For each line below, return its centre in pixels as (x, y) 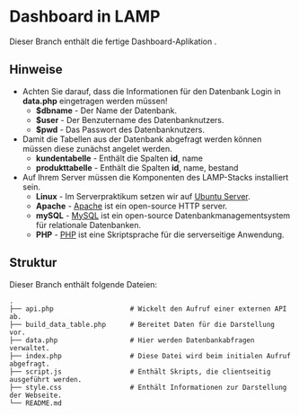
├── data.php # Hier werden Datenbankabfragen (132, 340)
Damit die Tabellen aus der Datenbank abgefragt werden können (142, 139)
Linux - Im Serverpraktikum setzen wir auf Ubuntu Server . (143, 196)
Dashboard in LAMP (85, 17)
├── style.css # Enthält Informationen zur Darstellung (148, 387)
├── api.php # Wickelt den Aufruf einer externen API (148, 309)
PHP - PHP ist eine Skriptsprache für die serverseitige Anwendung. (160, 234)
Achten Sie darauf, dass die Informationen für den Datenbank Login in (151, 91)
